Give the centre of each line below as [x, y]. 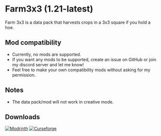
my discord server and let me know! [48, 64]
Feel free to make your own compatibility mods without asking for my [81, 70]
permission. [24, 75]
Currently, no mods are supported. [47, 54]
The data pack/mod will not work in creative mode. [63, 102]
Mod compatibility [33, 43]
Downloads [23, 117]
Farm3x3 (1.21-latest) [49, 9]
